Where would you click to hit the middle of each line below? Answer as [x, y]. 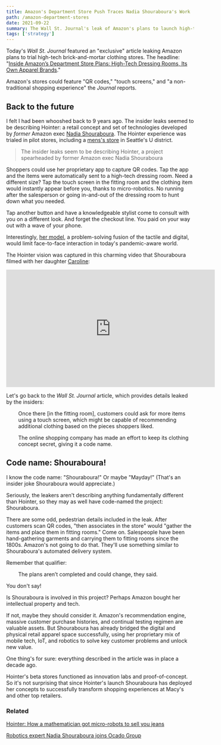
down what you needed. [36, 201]
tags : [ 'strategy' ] [30, 34]
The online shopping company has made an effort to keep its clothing [103, 438]
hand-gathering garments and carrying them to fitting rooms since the [92, 538]
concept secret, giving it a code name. [65, 444]
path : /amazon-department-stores [48, 17]
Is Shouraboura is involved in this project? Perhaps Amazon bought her [93, 597]
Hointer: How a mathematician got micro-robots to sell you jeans [85, 724]
